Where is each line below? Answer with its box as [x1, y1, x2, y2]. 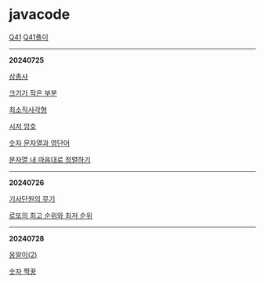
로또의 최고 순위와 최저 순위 [9, 210, 93, 220]
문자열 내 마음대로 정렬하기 [9, 154, 91, 164]
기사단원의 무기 [9, 194, 56, 203]
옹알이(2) [9, 249, 38, 259]
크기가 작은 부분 [9, 88, 58, 97]
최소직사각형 [9, 104, 48, 114]
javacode [9, 5, 71, 24]
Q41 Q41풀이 [9, 32, 49, 42]
